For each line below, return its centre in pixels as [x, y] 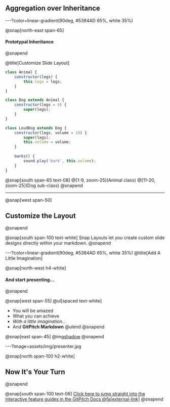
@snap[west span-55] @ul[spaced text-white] [54, 301]
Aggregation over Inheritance [53, 8]
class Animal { [21, 72]
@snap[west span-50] [29, 200]
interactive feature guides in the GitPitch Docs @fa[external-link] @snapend [84, 399]
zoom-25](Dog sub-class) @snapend [44, 185]
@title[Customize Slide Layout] [37, 63]
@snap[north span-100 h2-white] [40, 356]
